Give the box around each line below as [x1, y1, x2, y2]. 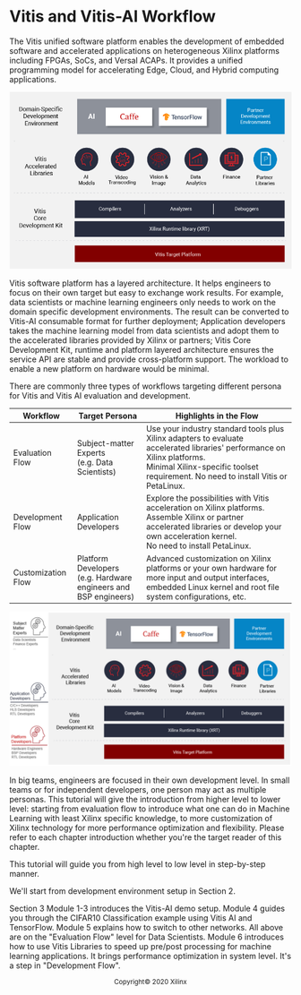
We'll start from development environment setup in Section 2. [9, 885, 236, 896]
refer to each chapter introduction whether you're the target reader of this [9, 831, 282, 843]
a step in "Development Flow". [9, 960, 121, 971]
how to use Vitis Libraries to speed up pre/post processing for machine [9, 940, 271, 951]
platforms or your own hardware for [146, 562, 278, 573]
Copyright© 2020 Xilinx [114, 977, 187, 986]
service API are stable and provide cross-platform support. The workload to [9, 354, 289, 365]
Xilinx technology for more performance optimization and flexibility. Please [9, 822, 285, 833]
